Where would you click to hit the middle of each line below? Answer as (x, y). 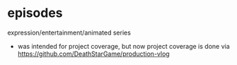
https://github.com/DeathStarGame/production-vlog (93, 54)
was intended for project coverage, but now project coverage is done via (123, 46)
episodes (35, 13)
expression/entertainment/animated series (69, 32)
